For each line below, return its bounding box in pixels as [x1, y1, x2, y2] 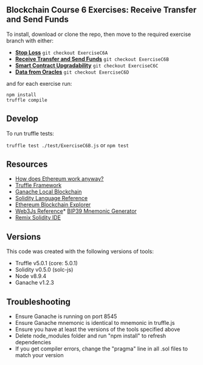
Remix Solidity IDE [15, 214, 61, 221]
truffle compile [6, 97, 47, 103]
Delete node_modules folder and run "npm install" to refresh [15, 332, 167, 339]
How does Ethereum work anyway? [15, 175, 104, 182]
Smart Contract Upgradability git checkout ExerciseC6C [15, 61, 159, 69]
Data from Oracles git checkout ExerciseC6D [15, 68, 129, 75]
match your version [15, 352, 64, 359]
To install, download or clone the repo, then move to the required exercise [6, 30, 191, 38]
